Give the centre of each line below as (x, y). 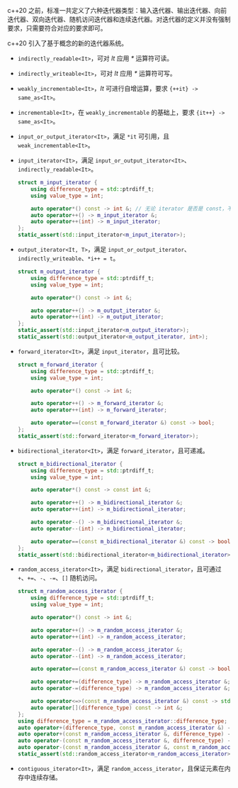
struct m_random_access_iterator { (70, 592)
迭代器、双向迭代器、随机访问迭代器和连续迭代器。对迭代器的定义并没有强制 (119, 19)
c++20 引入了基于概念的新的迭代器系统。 (68, 43)
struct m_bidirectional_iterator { (70, 464)
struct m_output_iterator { (59, 272)
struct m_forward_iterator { (61, 365)
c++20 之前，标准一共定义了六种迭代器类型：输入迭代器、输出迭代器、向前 (117, 10)
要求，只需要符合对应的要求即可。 (57, 28)
